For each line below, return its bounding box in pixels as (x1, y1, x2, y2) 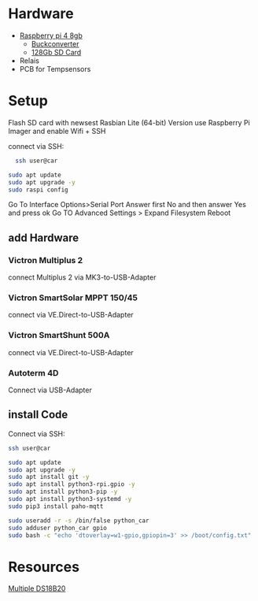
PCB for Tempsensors (19, 64, 91, 73)
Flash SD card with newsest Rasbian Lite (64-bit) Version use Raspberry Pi (8, 117, 250, 127)
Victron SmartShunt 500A (8, 330, 110, 341)
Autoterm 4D (8, 367, 59, 378)
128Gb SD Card (31, 47, 82, 57)
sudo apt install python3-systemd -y (8, 495, 132, 503)
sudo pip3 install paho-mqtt (8, 502, 104, 510)
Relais (19, 56, 39, 65)
